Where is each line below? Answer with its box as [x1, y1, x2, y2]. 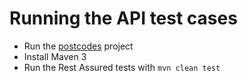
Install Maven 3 [23, 50, 87, 62]
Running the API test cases [9, 7, 238, 30]
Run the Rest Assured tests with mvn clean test [23, 61, 221, 73]
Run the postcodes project [23, 40, 134, 52]
